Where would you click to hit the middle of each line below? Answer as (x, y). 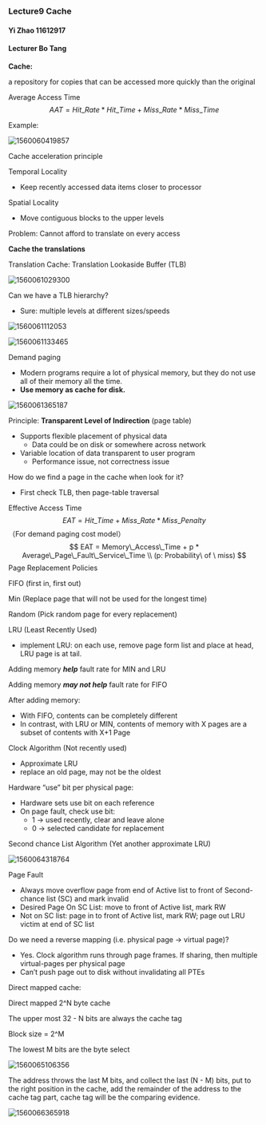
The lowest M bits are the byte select (69, 1049)
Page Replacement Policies (53, 568)
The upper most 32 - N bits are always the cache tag (95, 1018)
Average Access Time (44, 97)
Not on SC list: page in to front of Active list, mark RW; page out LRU (132, 915)
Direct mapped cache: (45, 987)
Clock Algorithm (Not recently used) (68, 747)
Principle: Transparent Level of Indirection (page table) (100, 420)
